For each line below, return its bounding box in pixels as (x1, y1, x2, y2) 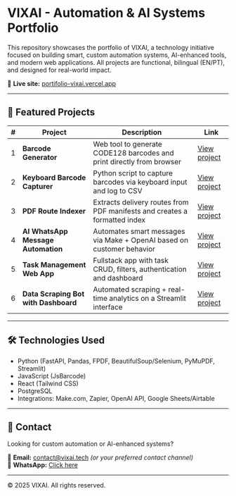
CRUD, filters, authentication (93, 264, 188, 274)
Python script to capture (93, 168, 173, 178)
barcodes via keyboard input (93, 177, 188, 187)
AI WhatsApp (22, 226, 68, 236)
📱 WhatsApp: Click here (7, 461, 79, 469)
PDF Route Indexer (22, 206, 86, 216)
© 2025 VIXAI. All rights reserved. (7, 481, 106, 490)
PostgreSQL (17, 386, 53, 395)
